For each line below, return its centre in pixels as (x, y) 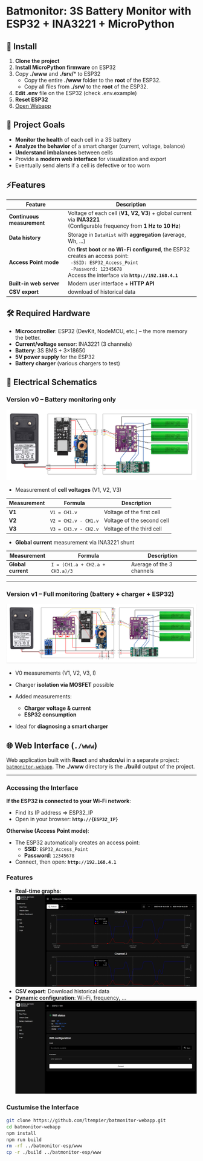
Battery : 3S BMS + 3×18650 (50, 350)
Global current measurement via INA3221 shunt (75, 542)
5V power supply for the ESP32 (55, 357)
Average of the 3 (152, 564)
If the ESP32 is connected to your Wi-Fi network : (69, 801)
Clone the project (37, 61)
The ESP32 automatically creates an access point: (77, 842)
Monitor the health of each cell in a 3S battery (73, 139)
